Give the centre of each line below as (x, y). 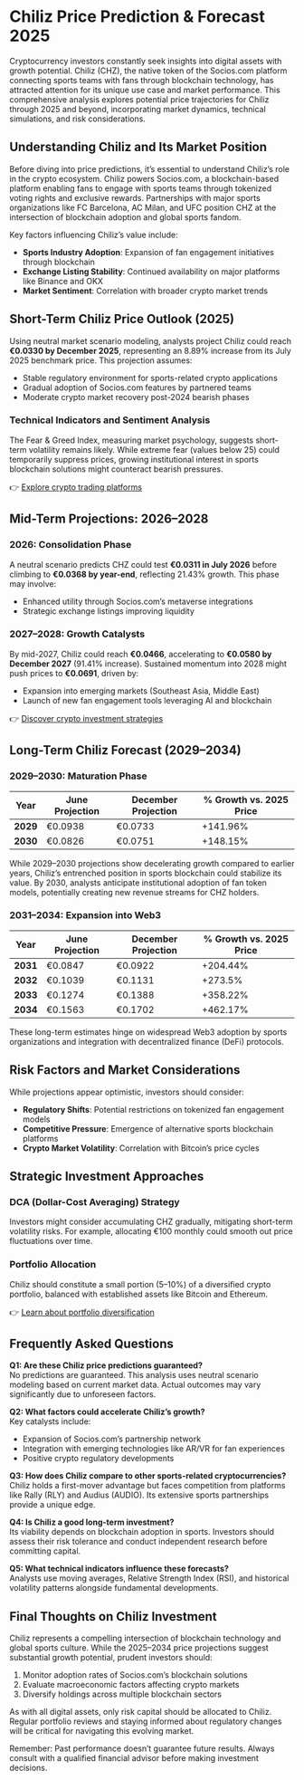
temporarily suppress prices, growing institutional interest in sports (134, 459)
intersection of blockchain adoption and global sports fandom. (125, 217)
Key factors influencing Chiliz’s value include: (94, 234)
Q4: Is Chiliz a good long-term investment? (92, 1522)
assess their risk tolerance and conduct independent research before (138, 1542)
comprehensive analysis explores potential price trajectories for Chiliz (139, 99)
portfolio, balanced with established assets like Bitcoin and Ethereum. (139, 1294)
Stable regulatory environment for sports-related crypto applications (150, 378)
